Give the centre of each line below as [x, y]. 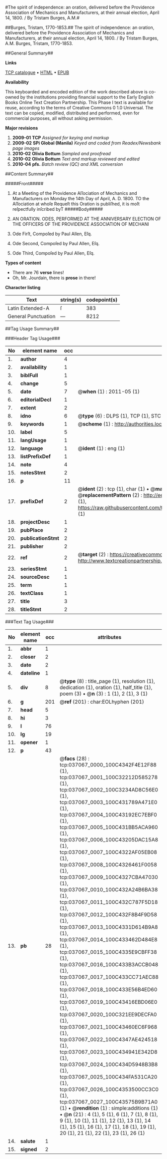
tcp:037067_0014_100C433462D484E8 [108, 940]
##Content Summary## [29, 174]
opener [29, 742]
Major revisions [22, 128]
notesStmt [33, 473]
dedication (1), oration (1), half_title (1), [106, 687]
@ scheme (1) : [95, 424]
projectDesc [35, 522]
